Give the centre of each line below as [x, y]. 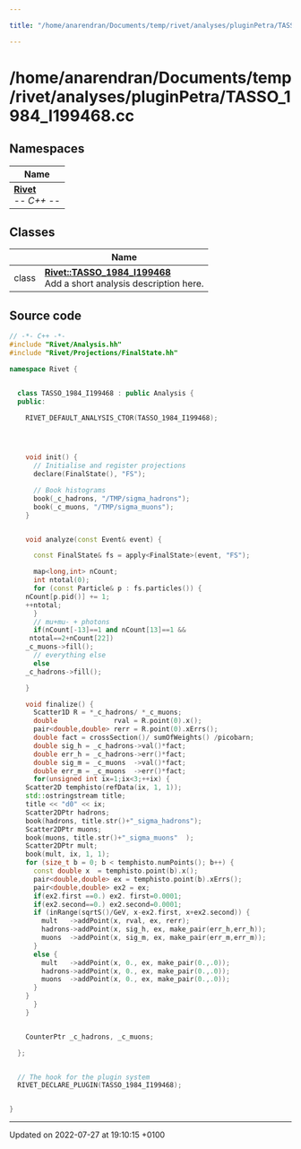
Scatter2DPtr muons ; [64, 829]
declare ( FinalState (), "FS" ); [89, 474]
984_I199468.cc [72, 115]
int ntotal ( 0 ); [61, 580]
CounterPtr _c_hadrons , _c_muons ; [90, 1037]
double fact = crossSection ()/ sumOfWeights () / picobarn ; [143, 737]
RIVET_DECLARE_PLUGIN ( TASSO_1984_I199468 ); [99, 1085]
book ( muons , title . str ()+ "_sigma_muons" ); [110, 838]
